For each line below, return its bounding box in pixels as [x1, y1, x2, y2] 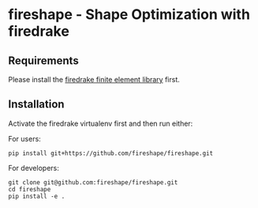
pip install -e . [8, 192, 65, 200]
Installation [8, 97, 65, 112]
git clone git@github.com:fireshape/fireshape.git [8, 178, 178, 187]
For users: [8, 134, 41, 143]
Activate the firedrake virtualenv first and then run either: [8, 119, 193, 128]
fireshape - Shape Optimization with [8, 6, 251, 24]
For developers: [8, 163, 59, 172]
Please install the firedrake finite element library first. [8, 75, 180, 84]
